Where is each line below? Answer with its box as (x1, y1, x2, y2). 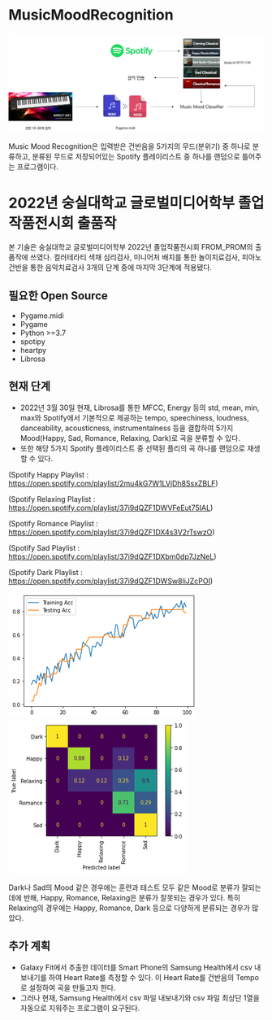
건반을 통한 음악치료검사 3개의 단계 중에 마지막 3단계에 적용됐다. (8, 263, 213, 272)
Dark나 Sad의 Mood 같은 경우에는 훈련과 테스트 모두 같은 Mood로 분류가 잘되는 (8, 883, 261, 892)
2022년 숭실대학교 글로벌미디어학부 (8, 194, 235, 212)
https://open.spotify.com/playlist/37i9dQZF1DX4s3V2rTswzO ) (8, 527, 215, 537)
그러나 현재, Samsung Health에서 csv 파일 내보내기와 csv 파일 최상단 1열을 (19, 992, 260, 1002)
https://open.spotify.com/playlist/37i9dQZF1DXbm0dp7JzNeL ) (8, 551, 217, 561)
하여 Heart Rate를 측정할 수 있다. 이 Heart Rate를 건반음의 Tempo (48, 972, 260, 982)
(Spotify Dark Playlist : (8, 567, 83, 577)
